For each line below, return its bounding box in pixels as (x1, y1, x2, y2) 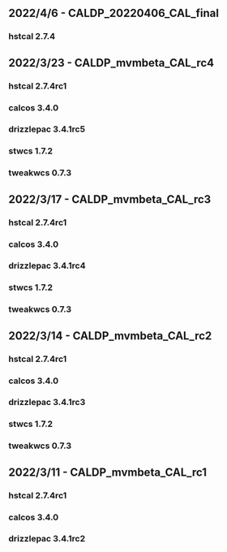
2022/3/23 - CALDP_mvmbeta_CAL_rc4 (8, 56, 215, 70)
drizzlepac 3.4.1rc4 (8, 260, 87, 271)
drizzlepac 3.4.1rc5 (8, 123, 86, 135)
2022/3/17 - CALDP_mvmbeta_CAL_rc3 (8, 192, 212, 206)
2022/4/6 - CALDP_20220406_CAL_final (8, 6, 219, 20)
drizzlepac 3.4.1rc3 (8, 397, 86, 408)
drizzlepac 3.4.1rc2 (8, 533, 86, 545)
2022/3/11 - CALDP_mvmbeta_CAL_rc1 (8, 465, 207, 479)
